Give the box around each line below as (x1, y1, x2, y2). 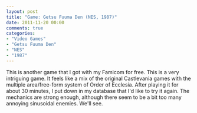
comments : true (6, 25, 44, 31)
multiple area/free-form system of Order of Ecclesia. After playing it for (6, 81, 179, 88)
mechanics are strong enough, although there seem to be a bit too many (6, 94, 182, 101)
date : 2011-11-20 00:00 (6, 19, 65, 25)
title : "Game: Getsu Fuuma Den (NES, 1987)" (6, 14, 117, 20)
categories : (6, 31, 35, 36)
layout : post (6, 8, 38, 15)
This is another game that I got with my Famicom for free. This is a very (6, 68, 179, 75)
